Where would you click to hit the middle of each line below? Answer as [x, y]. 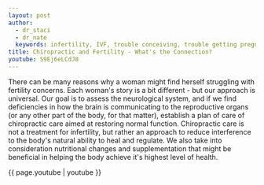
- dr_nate [31, 37]
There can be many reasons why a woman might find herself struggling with [132, 81]
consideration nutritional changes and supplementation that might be [120, 148]
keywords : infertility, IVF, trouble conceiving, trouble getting [126, 45]
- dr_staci [33, 30]
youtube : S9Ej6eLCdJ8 [44, 60]
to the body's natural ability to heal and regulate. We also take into [115, 140]
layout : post [29, 15]
